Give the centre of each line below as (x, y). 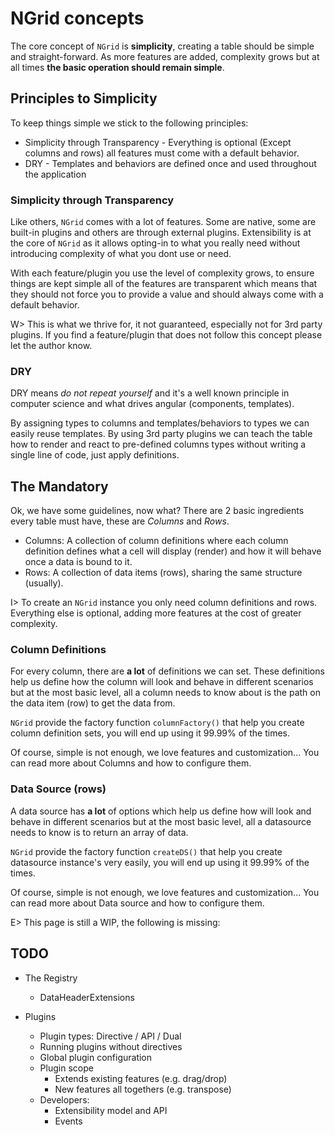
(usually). (44, 583)
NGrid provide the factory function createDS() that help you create (146, 851)
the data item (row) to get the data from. (93, 703)
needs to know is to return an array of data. (99, 832)
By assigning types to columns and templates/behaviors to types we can (160, 423)
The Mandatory (59, 486)
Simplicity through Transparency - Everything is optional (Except (158, 142)
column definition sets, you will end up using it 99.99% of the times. (150, 733)
